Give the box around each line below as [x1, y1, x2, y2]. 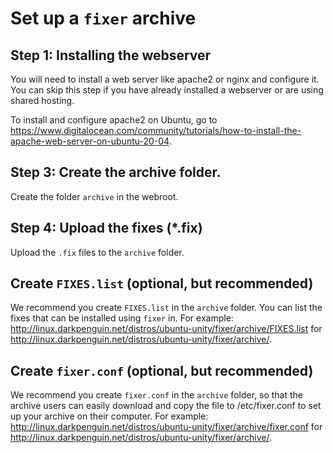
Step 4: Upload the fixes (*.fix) [10, 220, 203, 237]
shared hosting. [10, 95, 75, 106]
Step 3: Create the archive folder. [10, 164, 222, 181]
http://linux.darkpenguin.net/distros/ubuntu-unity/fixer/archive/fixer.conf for [10, 421, 323, 433]
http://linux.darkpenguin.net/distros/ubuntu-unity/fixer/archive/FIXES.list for [10, 323, 323, 335]
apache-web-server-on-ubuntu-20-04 [10, 135, 170, 147]
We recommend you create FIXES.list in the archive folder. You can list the [10, 302, 323, 314]
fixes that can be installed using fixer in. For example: [10, 312, 234, 324]
